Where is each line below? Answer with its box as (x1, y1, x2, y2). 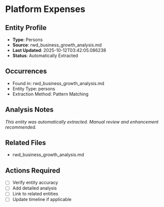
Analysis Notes (5, 105, 54, 114)
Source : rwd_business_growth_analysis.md (12, 42, 102, 48)
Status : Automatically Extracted (12, 52, 78, 58)
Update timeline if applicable (12, 196, 71, 202)
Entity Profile (5, 23, 46, 32)
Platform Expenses (5, 3, 85, 15)
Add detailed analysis (12, 185, 57, 191)
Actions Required (5, 166, 60, 174)
